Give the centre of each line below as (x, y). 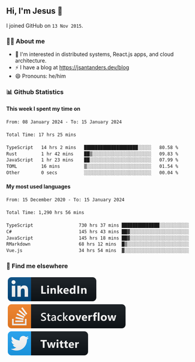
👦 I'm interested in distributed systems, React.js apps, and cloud (94, 54)
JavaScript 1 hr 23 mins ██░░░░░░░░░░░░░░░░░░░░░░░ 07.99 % (92, 160)
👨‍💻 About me (25, 41)
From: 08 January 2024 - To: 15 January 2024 (64, 122)
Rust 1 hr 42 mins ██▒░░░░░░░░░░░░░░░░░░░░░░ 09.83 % (92, 154)
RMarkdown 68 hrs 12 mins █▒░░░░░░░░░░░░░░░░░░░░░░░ (97, 244)
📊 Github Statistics (35, 92)
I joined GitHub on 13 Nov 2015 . (45, 25)
